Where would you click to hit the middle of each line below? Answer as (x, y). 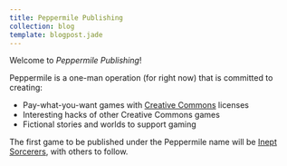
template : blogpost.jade (56, 34)
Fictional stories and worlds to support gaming (109, 124)
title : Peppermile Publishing (67, 18)
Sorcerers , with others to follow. (69, 151)
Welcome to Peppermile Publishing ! (76, 61)
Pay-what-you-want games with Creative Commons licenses (135, 105)
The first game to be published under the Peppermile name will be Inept (143, 142)
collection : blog (42, 26)
